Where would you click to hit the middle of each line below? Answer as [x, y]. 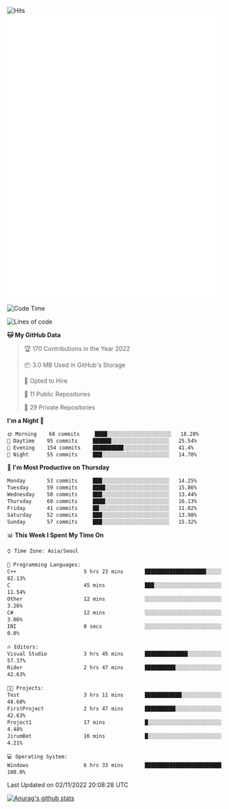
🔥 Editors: [23, 647]
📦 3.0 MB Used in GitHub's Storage [75, 365]
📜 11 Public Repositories [57, 394]
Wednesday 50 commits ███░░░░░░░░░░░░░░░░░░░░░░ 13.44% [102, 494]
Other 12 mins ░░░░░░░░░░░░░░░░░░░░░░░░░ [114, 599]
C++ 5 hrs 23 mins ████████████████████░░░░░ [114, 571]
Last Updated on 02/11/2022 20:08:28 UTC [68, 784]
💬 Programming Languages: [44, 565]
